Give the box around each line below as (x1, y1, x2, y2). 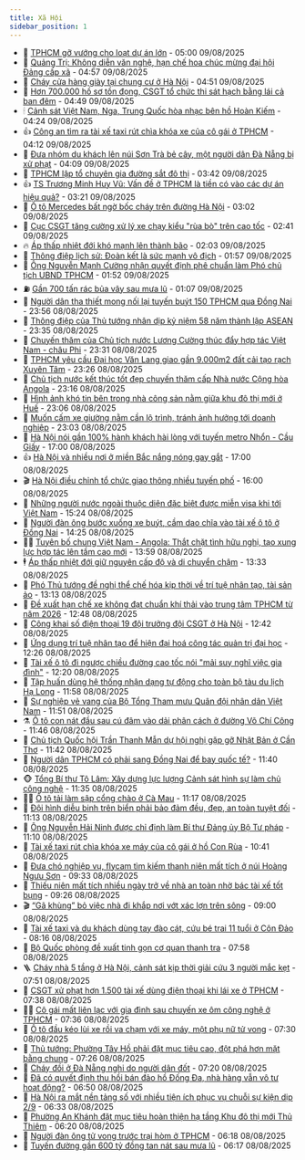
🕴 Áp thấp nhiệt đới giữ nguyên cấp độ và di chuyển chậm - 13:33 (22, 556, 267, 567)
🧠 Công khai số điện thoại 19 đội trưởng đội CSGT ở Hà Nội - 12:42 (22, 618, 271, 629)
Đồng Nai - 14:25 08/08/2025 (22, 527, 135, 538)
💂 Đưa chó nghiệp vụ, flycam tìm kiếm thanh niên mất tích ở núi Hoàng (22, 860, 288, 872)
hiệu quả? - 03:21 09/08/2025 (22, 191, 137, 202)
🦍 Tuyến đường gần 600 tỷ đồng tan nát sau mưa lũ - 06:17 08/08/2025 (22, 1140, 291, 1151)
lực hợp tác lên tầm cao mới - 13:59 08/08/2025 (22, 546, 203, 557)
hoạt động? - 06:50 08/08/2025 (22, 1082, 144, 1092)
